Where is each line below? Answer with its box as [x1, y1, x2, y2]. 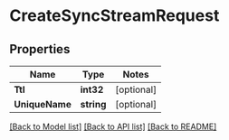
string [80, 98, 107, 110]
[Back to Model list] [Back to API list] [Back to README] [9, 121, 217, 132]
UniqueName [14, 98, 72, 110]
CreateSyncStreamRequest [9, 5, 220, 26]
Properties [9, 42, 71, 57]
